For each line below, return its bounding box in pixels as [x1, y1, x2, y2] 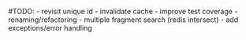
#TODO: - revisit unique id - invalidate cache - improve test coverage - [8, 7, 238, 16]
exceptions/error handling [8, 24, 92, 32]
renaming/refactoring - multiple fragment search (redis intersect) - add [8, 15, 239, 24]
